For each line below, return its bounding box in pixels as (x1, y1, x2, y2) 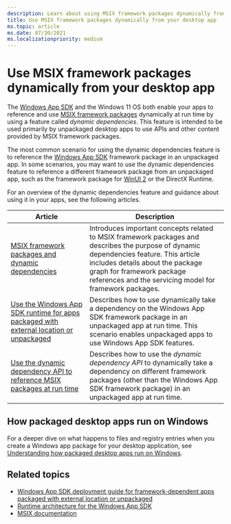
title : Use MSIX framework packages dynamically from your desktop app (7, 17, 217, 23)
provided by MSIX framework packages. (7, 132, 122, 141)
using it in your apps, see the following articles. (7, 196, 141, 204)
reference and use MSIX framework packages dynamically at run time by (7, 110, 214, 119)
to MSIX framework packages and (89, 232, 199, 242)
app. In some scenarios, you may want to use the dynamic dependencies (7, 160, 214, 169)
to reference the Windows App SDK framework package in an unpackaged (7, 153, 219, 161)
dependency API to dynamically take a (89, 358, 213, 367)
